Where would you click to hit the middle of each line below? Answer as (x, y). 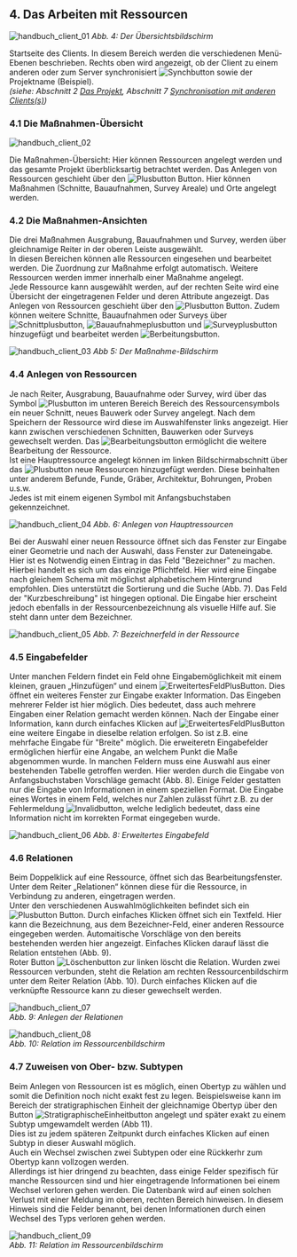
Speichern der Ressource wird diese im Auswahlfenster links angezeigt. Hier (149, 422)
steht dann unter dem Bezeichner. (71, 617)
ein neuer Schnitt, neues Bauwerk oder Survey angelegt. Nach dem (132, 413)
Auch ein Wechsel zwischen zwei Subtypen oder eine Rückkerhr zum (136, 1152)
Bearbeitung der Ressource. (61, 450)
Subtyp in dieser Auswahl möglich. (73, 1142)
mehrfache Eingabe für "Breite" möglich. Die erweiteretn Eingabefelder (139, 742)
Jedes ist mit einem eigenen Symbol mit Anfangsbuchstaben (120, 497)
